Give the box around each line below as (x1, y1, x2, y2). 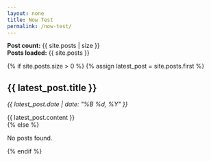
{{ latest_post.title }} (7, 82, 97, 93)
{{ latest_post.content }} (7, 114, 75, 122)
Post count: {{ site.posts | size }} (7, 42, 101, 50)
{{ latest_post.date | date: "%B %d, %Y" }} (7, 100, 128, 108)
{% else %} (7, 121, 40, 129)
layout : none (7, 10, 45, 17)
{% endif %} (7, 147, 42, 156)
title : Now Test (7, 16, 53, 23)
